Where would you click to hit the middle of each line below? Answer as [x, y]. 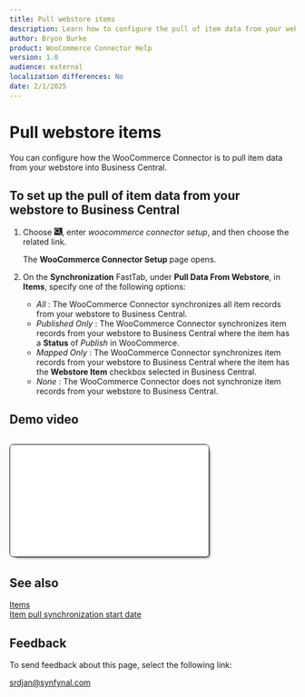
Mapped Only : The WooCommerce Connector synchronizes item [158, 352]
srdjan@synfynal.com [50, 682]
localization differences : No [67, 77]
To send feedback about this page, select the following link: [121, 664]
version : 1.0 [34, 58]
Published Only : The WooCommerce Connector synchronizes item [161, 324]
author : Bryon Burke [49, 38]
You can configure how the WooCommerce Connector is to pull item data [146, 157]
